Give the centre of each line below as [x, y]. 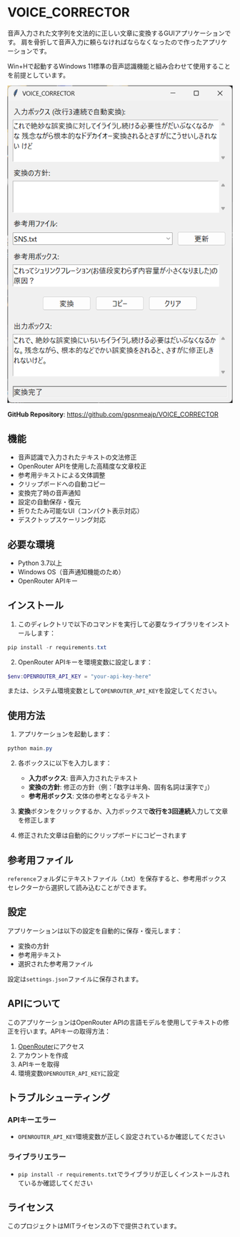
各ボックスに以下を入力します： [65, 763]
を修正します [36, 820]
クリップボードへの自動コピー [61, 484]
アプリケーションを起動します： [65, 734]
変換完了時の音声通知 [49, 493]
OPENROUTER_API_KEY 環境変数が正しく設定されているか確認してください [121, 1137]
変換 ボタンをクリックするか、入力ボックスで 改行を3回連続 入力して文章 [123, 811]
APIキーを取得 [39, 1064]
